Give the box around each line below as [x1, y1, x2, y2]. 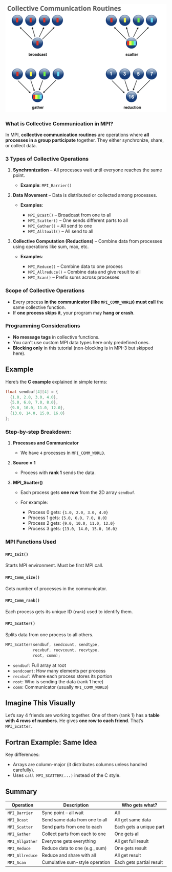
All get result [114, 852, 141, 858]
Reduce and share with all [41, 852, 96, 858]
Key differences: [5, 751, 40, 758]
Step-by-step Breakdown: [5, 428, 72, 435]
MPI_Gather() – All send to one [28, 223, 92, 229]
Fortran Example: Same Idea [5, 738, 97, 747]
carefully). [12, 767, 35, 773]
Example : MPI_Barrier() [20, 182, 72, 188]
